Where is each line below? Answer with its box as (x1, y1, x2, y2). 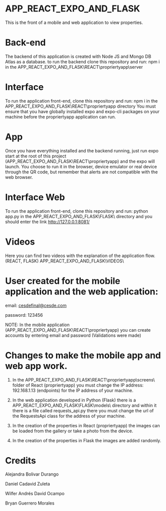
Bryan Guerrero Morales (5, 500, 55, 506)
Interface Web (5, 191, 65, 203)
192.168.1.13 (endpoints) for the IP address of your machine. (12, 387, 134, 393)
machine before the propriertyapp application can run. (5, 114, 116, 120)
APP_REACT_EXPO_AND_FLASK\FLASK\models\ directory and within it (12, 402, 157, 408)
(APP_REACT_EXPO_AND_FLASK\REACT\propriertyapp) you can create (5, 327, 151, 333)
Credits (5, 455, 36, 466)
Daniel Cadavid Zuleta (5, 481, 51, 487)
